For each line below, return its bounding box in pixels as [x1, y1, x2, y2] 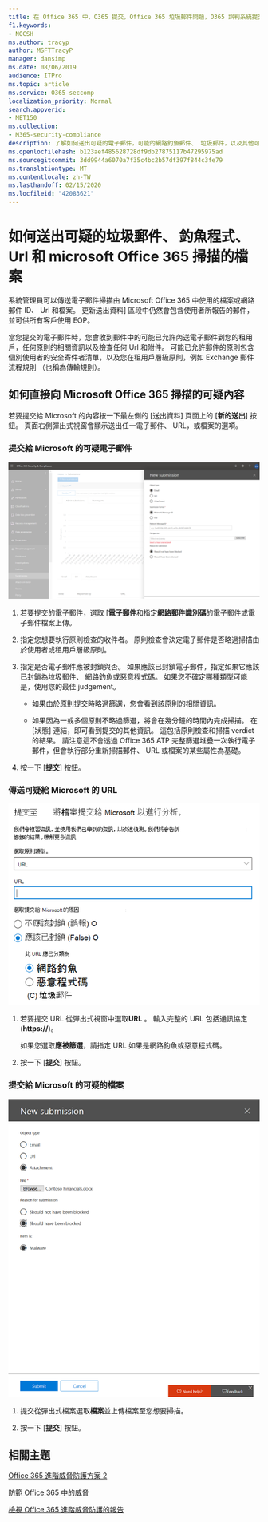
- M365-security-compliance [8, 131, 102, 139]
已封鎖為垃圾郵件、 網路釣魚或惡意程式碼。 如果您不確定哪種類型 [19, 672, 234, 681]
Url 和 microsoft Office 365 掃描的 [8, 248, 235, 266]
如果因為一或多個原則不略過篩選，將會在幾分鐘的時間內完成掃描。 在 [31, 715, 258, 725]
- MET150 [8, 114, 37, 122]
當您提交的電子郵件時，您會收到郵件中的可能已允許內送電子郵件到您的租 [8, 332, 246, 342]
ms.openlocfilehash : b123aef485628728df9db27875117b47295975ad [8, 148, 223, 156]
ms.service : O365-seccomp [8, 89, 94, 97]
